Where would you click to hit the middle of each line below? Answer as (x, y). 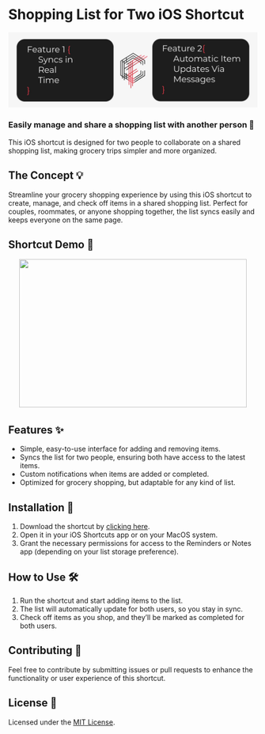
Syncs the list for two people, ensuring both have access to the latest (132, 457)
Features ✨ (36, 430)
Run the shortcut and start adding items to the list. (101, 600)
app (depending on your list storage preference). (99, 552)
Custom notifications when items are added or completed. (114, 474)
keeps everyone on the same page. (66, 220)
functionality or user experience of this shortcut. (87, 678)
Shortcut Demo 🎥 (51, 245)
